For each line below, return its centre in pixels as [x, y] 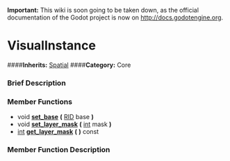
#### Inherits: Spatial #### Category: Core [69, 65]
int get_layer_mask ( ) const [58, 132]
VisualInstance [51, 46]
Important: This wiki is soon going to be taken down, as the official [103, 10]
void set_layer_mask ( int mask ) [64, 124]
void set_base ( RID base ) [55, 117]
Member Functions [40, 102]
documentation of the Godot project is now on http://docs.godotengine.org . [115, 17]
